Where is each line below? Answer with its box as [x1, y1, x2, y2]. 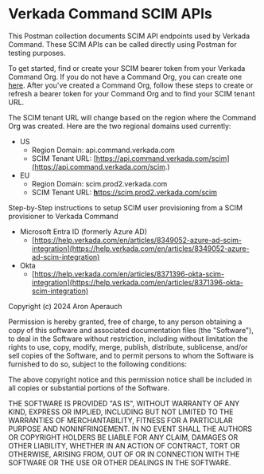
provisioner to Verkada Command [8, 211, 118, 221]
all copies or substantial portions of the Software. [8, 383, 169, 393]
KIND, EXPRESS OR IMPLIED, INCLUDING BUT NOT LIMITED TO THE [8, 407, 234, 417]
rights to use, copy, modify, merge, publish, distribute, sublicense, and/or [8, 342, 248, 351]
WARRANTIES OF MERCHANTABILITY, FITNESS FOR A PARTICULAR [8, 415, 233, 425]
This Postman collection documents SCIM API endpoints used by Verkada [8, 31, 250, 41]
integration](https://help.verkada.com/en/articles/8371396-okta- [31, 277, 244, 287]
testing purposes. [8, 48, 66, 57]
